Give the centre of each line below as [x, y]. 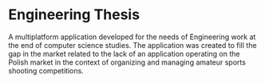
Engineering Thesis [74, 15]
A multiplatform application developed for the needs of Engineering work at [132, 37]
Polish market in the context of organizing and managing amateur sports [127, 62]
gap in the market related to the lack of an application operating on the [124, 53]
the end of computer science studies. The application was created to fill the [132, 45]
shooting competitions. [46, 70]
